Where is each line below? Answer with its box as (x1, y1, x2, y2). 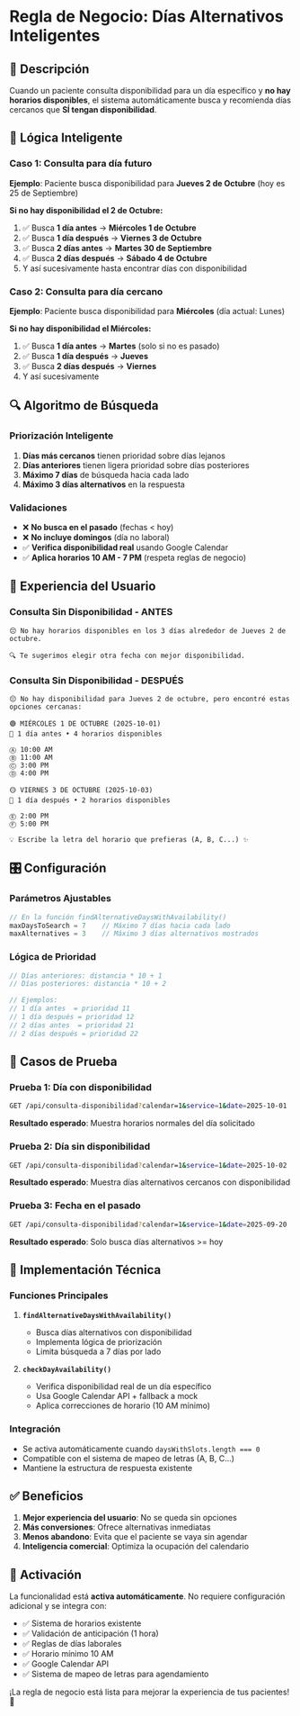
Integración (9, 1422, 61, 1435)
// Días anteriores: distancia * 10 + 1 (9, 971, 163, 980)
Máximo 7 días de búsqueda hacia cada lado (22, 469, 190, 480)
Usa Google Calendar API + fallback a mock (35, 1391, 199, 1402)
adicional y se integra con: (9, 1601, 107, 1612)
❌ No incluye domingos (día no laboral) (22, 531, 171, 542)
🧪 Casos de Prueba (9, 1054, 118, 1070)
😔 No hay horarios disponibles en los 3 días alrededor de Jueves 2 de (9, 626, 287, 636)
